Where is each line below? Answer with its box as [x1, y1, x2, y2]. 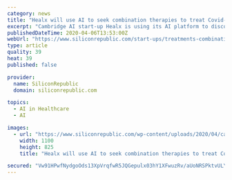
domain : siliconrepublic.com [13, 87, 97, 94]
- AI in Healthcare [13, 106, 70, 112]
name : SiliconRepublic [13, 80, 79, 87]
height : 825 [19, 143, 54, 150]
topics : [7, 99, 30, 106]
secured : [7, 163, 32, 170]
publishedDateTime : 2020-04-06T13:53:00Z [7, 29, 128, 37]
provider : [7, 74, 36, 81]
